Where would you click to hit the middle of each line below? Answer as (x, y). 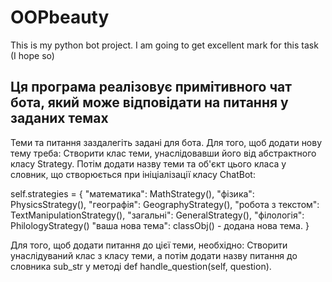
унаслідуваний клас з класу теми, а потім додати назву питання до (154, 255)
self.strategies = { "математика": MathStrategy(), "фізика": (132, 193)
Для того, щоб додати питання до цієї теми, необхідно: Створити (149, 245)
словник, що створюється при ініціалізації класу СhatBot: (133, 174)
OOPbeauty (60, 17)
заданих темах (59, 118)
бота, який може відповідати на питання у (149, 102)
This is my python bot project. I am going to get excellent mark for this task (164, 45)
